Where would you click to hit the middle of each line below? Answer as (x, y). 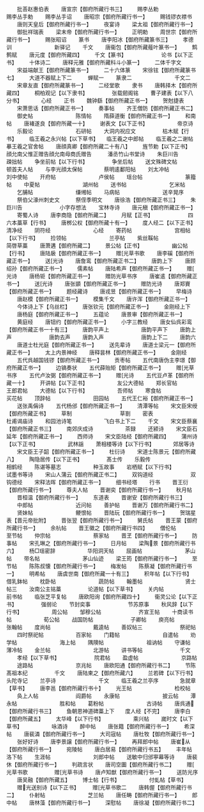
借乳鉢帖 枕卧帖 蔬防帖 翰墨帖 (75, 581)
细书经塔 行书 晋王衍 (152, 482)
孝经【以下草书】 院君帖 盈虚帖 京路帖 (107, 658)
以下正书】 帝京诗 (157, 123)
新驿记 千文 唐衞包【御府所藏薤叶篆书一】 (117, 47)
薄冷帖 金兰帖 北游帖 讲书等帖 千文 (98, 650)
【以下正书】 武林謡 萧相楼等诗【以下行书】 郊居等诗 (100, 444)
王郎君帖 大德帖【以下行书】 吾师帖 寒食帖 (84, 390)
